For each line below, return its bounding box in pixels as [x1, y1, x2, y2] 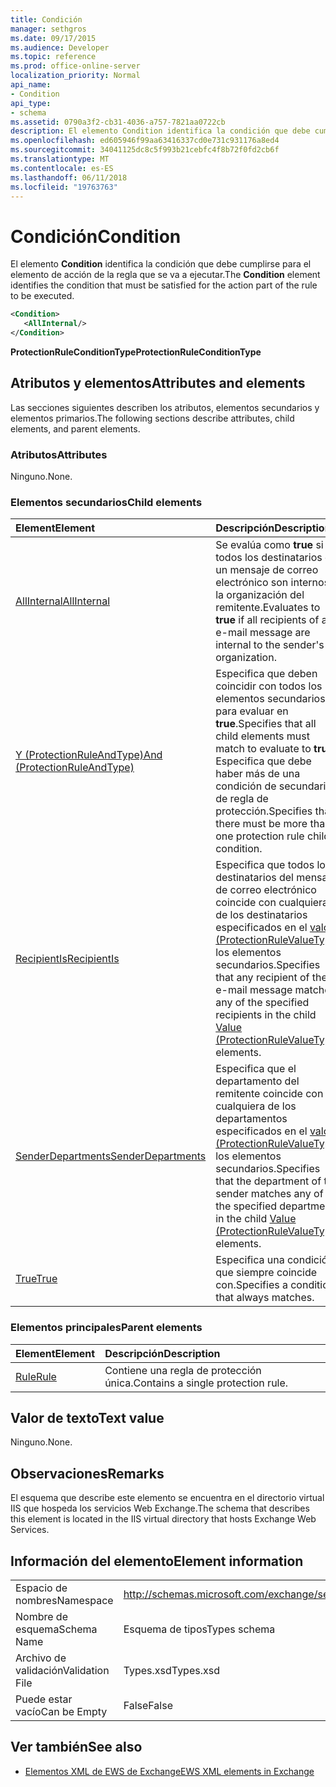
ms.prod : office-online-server [10, 61, 141, 71]
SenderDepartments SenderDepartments [15, 1149, 207, 1163]
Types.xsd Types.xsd [123, 1664, 220, 1678]
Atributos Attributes [10, 447, 108, 461]
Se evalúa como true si [215, 538, 324, 552]
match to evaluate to [215, 742, 312, 756]
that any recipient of [215, 971, 310, 985]
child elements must [215, 729, 310, 743]
